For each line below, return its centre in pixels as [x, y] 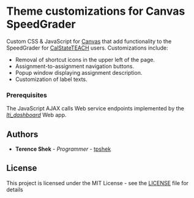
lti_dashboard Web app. [36, 115]
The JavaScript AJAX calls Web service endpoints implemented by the [95, 109]
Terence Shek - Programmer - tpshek [63, 149]
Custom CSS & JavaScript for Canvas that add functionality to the [89, 41]
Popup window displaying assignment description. [79, 72]
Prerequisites [27, 95]
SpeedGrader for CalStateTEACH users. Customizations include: [87, 48]
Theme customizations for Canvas [96, 11]
